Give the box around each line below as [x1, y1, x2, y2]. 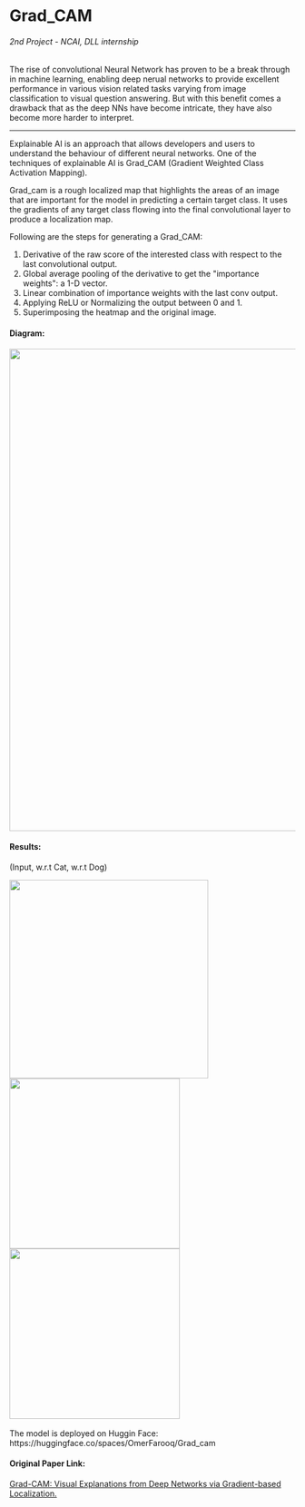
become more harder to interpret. [9, 113, 134, 123]
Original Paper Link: [9, 1458, 86, 1469]
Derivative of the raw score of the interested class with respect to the [22, 249, 282, 260]
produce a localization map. [9, 214, 113, 225]
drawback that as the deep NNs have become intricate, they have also [9, 103, 272, 113]
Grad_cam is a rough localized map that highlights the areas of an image [9, 185, 280, 196]
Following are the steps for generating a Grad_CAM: [9, 231, 203, 242]
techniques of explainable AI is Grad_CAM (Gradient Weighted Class [9, 158, 265, 169]
